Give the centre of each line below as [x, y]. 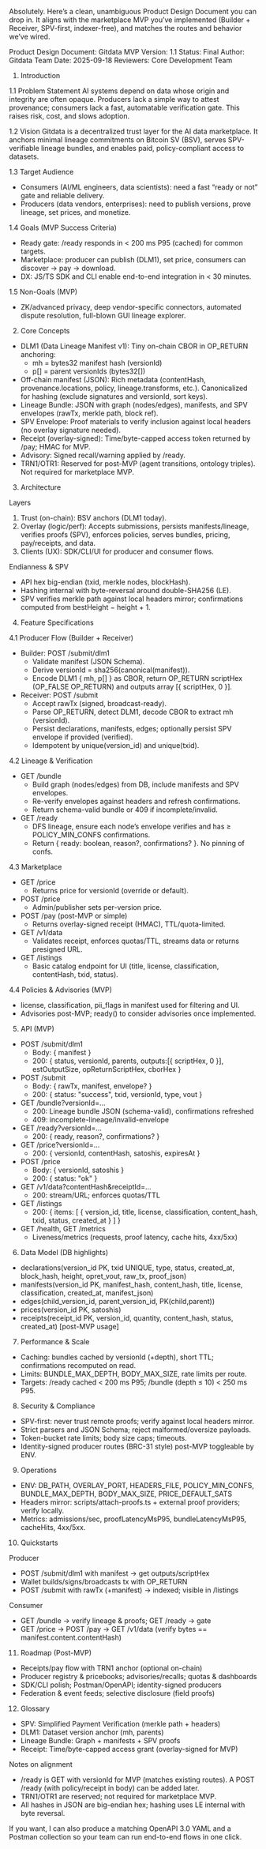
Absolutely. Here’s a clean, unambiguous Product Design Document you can [133, 11]
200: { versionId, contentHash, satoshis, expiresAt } [116, 1153]
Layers [20, 502]
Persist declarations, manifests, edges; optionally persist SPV [132, 729]
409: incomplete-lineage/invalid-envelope [101, 1120]
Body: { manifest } [62, 1052]
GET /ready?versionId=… [61, 1128]
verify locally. [42, 1511]
